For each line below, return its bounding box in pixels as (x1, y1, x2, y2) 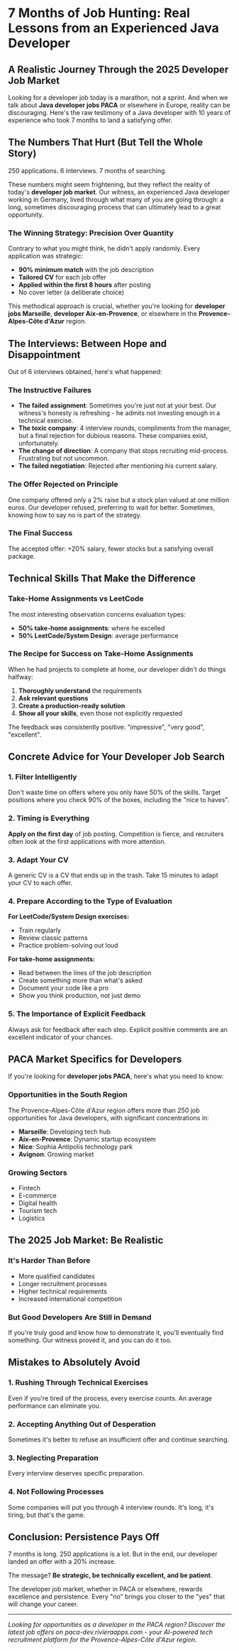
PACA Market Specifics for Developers (8, 1053, 182, 1065)
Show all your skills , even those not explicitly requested (18, 708, 183, 718)
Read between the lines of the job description (18, 969, 152, 977)
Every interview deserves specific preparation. (8, 1469, 145, 1478)
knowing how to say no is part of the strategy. (8, 510, 143, 519)
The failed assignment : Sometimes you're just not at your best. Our (18, 401, 217, 410)
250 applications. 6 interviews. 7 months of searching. (8, 166, 167, 175)
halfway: (8, 672, 33, 681)
